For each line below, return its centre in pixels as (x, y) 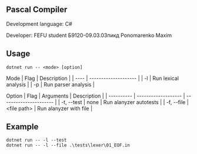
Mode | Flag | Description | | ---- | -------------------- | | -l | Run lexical (93, 78)
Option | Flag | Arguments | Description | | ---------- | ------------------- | (96, 96)
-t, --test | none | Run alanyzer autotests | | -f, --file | (125, 102)
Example (22, 127)
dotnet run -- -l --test (36, 140)
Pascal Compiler (37, 10)
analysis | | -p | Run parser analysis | (51, 84)
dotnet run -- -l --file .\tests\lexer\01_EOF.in (68, 145)
